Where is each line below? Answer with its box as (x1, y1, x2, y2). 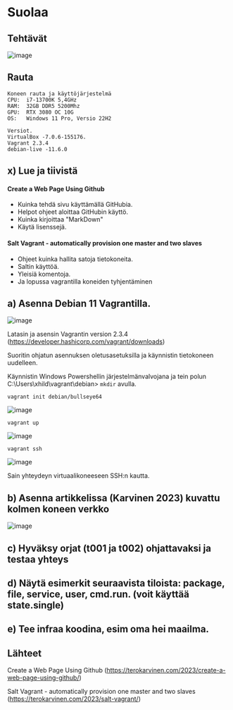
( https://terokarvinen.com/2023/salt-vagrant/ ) (7, 694, 141, 703)
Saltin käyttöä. (17, 262, 60, 270)
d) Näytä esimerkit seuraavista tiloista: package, (7, 577, 225, 589)
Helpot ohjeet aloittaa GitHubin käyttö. (17, 207, 129, 216)
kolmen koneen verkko (7, 503, 110, 515)
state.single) (7, 599, 65, 611)
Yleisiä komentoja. (17, 270, 71, 278)
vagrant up (7, 419, 39, 427)
